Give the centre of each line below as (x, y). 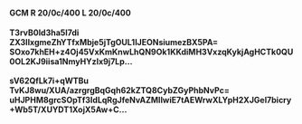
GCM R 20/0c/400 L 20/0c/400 (70, 13)
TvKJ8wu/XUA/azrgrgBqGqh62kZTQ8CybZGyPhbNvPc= (120, 91)
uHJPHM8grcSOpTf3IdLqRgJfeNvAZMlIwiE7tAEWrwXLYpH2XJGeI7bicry (151, 100)
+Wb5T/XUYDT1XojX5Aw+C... (68, 110)
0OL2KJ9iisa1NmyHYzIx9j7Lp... (71, 62)
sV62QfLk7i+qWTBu (49, 81)
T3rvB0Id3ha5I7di (44, 33)
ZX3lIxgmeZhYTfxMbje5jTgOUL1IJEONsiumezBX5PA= (114, 43)
